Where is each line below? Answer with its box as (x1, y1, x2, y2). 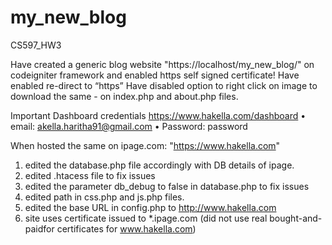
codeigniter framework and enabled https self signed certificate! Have (10, 69, 300, 81)
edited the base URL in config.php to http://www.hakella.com (24, 201, 277, 213)
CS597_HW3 (10, 39, 62, 51)
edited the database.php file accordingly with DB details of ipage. (24, 159, 295, 171)
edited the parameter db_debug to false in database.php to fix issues (24, 180, 310, 192)
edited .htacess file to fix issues (24, 169, 156, 181)
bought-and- (269, 212, 323, 224)
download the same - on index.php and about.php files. (10, 90, 239, 102)
